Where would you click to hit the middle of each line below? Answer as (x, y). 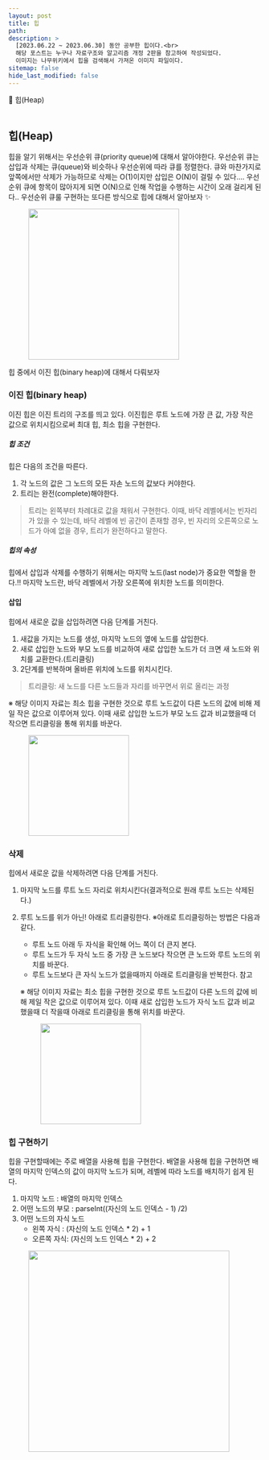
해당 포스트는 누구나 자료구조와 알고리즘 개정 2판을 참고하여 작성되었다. (119, 53)
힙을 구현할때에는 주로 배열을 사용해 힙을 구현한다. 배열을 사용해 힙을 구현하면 (129, 1161)
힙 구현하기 (29, 1143)
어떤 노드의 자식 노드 (52, 1219)
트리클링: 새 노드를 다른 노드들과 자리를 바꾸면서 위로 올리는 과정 (128, 686)
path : (17, 31)
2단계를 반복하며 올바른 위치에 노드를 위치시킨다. (96, 668)
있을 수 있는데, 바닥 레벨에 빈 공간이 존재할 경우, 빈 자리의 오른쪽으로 (143, 520)
